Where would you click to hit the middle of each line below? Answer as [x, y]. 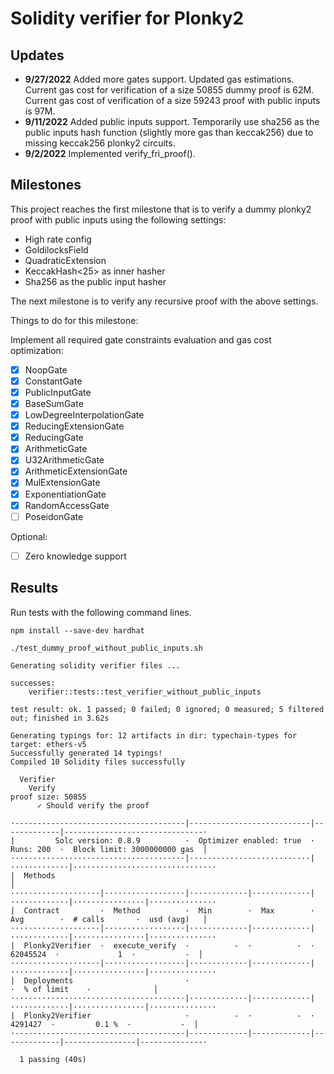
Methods [39, 875]
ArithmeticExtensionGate [76, 471]
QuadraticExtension [65, 260]
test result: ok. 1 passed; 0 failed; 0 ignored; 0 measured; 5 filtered [167, 709]
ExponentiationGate [65, 494]
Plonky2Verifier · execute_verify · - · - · [169, 945]
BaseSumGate [54, 403]
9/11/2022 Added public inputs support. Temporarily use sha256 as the [172, 121]
